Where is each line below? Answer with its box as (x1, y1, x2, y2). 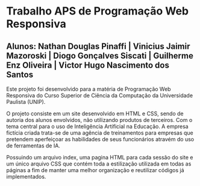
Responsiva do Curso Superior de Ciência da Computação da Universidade (6, 92, 193, 99)
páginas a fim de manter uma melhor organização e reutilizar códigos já (6, 167, 185, 173)
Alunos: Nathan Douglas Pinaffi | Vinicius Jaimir (6, 41, 190, 51)
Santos (6, 69, 34, 80)
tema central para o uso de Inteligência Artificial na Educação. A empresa (6, 123, 189, 130)
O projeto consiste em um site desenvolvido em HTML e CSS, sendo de (6, 110, 184, 117)
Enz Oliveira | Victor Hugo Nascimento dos (6, 60, 170, 70)
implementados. (6, 173, 46, 180)
